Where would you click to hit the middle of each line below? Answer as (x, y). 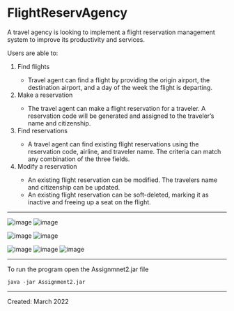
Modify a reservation (47, 166)
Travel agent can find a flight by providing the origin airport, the (119, 80)
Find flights (33, 66)
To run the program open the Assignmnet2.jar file (78, 269)
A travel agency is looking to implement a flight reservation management (111, 32)
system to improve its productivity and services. (76, 39)
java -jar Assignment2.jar (46, 282)
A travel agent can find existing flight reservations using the (113, 144)
